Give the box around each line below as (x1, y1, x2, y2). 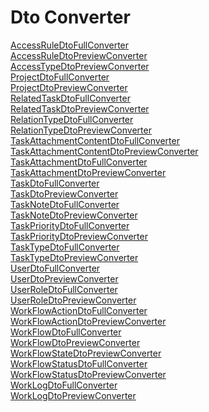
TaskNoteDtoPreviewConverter (10, 209, 138, 221)
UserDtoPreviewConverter (10, 272, 119, 285)
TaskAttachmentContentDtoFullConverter (10, 134, 180, 146)
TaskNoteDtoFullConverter (10, 198, 120, 210)
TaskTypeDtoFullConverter (10, 241, 120, 253)
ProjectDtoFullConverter (10, 71, 110, 83)
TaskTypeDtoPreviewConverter (10, 251, 139, 263)
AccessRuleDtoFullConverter (10, 39, 130, 51)
